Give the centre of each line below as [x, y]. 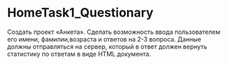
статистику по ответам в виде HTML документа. [79, 54]
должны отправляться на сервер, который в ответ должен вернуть [107, 46]
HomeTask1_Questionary [81, 13]
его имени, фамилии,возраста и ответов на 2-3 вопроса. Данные [104, 39]
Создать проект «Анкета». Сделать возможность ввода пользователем [114, 32]
